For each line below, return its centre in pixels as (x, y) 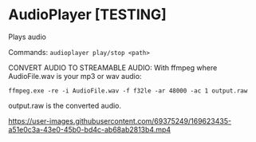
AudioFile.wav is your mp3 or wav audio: (75, 76)
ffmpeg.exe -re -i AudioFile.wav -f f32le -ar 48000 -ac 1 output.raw (128, 91)
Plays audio (27, 37)
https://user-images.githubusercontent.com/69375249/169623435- (120, 120)
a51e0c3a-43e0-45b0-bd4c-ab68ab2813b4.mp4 (90, 129)
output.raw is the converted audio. (65, 105)
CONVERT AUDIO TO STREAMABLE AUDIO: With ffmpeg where (113, 67)
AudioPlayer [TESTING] (88, 15)
